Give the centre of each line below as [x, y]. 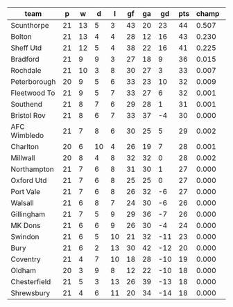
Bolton [21, 36]
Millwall [23, 158]
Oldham [24, 271]
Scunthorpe [30, 25]
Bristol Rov [28, 115]
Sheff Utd [26, 48]
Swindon [25, 237]
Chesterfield [31, 282]
